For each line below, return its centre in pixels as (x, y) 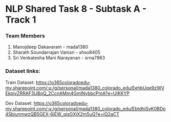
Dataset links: (23, 71)
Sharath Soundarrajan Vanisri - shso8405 (57, 52)
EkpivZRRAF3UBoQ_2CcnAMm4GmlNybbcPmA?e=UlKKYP (67, 93)
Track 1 (21, 20)
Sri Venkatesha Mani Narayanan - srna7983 (59, 58)
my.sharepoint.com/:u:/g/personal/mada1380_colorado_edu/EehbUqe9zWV (85, 88)
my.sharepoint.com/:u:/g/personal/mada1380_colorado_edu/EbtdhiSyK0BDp (85, 109)
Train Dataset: (20, 82)
